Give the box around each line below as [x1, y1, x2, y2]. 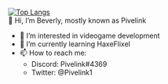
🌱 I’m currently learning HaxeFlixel [19, 39, 131, 49]
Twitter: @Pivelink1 [31, 68, 93, 77]
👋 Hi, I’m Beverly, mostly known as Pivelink [8, 16, 147, 25]
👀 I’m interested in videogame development [19, 31, 160, 40]
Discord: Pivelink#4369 [31, 60, 108, 68]
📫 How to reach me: [19, 48, 87, 57]
